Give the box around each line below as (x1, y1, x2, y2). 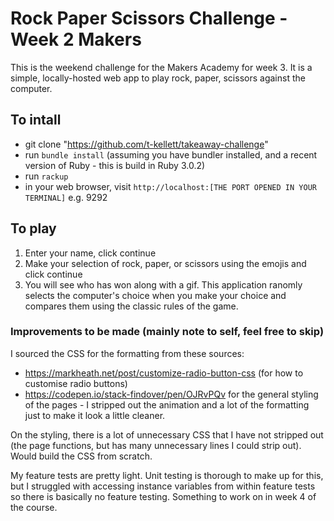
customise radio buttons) (24, 377, 128, 389)
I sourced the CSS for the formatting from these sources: (10, 347, 245, 359)
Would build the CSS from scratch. (10, 450, 153, 462)
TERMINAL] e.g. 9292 (24, 191, 108, 203)
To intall (10, 112, 62, 129)
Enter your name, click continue (24, 247, 157, 259)
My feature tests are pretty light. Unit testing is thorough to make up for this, (10, 469, 324, 481)
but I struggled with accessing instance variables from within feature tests (10, 480, 316, 492)
